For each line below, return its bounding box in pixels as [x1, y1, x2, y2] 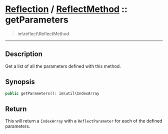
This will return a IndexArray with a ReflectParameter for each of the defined [5, 118, 162, 124]
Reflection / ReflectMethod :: [5, 3, 127, 15]
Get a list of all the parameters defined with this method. [5, 63, 121, 69]
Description [5, 50, 42, 58]
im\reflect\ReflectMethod [17, 30, 69, 36]
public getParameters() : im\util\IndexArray [5, 91, 99, 96]
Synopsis [5, 77, 35, 86]
